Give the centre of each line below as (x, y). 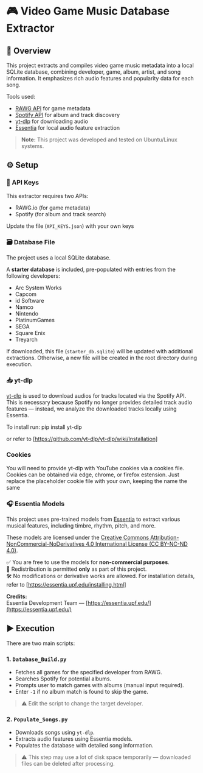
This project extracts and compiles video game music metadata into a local (100, 65)
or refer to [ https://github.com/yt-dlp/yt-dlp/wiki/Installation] (82, 439)
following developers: (33, 276)
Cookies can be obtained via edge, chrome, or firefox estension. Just (93, 475)
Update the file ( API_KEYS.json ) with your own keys (70, 226)
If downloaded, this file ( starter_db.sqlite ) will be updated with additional (100, 351)
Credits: (17, 596)
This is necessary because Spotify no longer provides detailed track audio (99, 403)
